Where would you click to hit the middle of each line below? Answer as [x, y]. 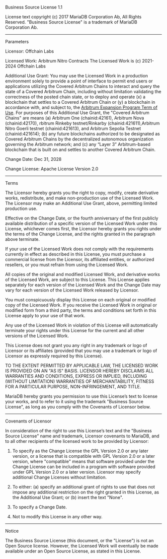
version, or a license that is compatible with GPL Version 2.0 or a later [83, 456]
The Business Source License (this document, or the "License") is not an [80, 540]
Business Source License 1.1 [34, 7]
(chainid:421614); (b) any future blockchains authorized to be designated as [83, 134]
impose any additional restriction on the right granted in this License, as [85, 492]
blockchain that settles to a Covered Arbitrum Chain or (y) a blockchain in [80, 102]
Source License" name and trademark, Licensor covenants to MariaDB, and [82, 436]
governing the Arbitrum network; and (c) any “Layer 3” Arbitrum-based [78, 144]
